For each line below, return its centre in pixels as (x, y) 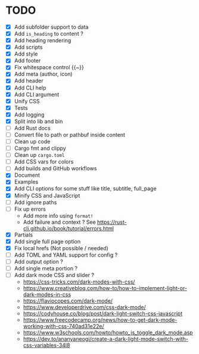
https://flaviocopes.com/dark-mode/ (68, 301)
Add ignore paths (35, 202)
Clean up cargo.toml (39, 155)
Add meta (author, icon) (43, 74)
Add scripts (28, 47)
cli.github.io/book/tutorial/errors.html (69, 228)
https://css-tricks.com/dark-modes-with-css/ (79, 282)
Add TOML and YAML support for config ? (66, 255)
